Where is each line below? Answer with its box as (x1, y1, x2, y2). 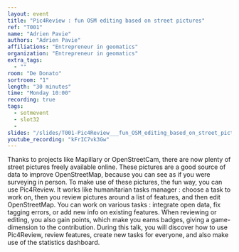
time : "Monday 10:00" (7, 89, 72, 97)
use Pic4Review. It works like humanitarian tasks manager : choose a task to (7, 185, 231, 194)
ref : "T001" (7, 23, 43, 31)
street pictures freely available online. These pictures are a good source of (7, 163, 226, 171)
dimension (7, 223, 38, 231)
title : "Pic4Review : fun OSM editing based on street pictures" (7, 17, 205, 24)
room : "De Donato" (7, 70, 62, 77)
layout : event (7, 10, 50, 18)
